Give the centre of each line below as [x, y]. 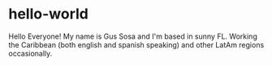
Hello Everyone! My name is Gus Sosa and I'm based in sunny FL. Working [133, 36]
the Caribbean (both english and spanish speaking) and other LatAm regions [136, 44]
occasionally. [30, 53]
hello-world [49, 14]
